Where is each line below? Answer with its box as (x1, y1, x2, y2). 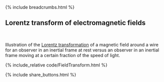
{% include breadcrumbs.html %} (5, 4, 74, 10)
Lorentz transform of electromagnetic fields (5, 18, 146, 27)
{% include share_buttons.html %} (5, 71, 76, 77)
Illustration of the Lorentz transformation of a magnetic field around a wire (5, 41, 158, 47)
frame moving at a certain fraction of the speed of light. (5, 52, 120, 58)
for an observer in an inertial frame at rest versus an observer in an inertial (5, 47, 159, 53)
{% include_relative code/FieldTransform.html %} (5, 62, 108, 68)
